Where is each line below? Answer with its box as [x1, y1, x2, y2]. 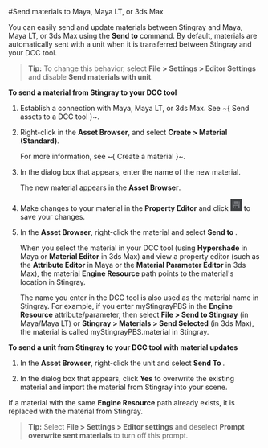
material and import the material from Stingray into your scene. [19, 382, 228, 392]
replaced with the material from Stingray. [8, 406, 143, 416]
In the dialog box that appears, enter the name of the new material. [19, 167, 241, 176]
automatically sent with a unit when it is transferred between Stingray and [8, 39, 252, 49]
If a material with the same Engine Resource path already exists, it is [8, 398, 235, 407]
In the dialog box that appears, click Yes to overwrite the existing [19, 374, 235, 383]
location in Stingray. [19, 277, 86, 286]
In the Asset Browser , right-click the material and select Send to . [19, 228, 238, 236]
